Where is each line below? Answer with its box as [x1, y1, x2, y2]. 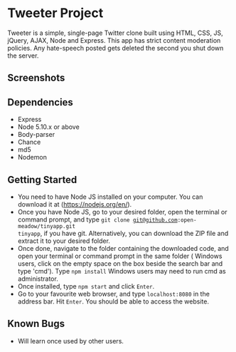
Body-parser [17, 130, 55, 139]
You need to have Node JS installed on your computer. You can [17, 192, 203, 201]
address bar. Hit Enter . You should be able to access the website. [17, 297, 210, 306]
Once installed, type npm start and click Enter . [17, 281, 155, 290]
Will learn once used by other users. [17, 336, 124, 345]
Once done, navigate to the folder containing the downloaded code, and [17, 244, 229, 252]
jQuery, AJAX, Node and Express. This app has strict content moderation [7, 36, 221, 44]
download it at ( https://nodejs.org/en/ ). [17, 200, 132, 208]
